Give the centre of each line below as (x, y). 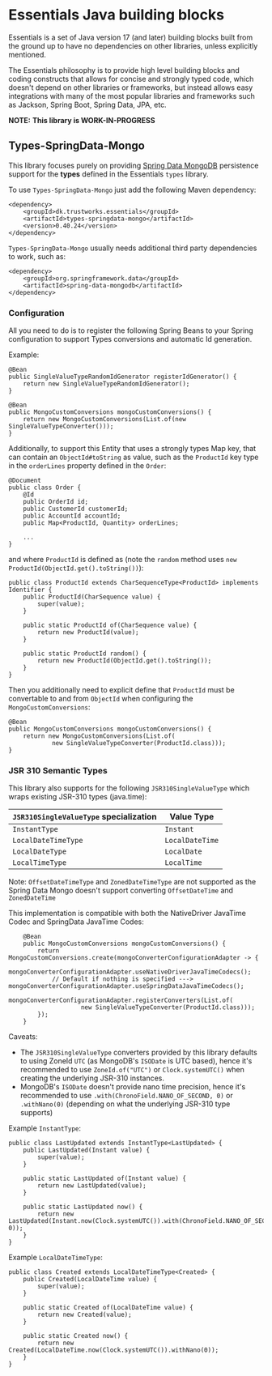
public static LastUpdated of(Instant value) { (104, 1179)
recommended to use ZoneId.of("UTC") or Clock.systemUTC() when (132, 1070)
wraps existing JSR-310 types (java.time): (78, 797)
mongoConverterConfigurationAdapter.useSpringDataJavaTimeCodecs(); (126, 986)
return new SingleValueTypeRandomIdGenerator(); (106, 384)
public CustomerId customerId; (76, 509)
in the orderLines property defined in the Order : (87, 466)
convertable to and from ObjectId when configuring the (101, 699)
